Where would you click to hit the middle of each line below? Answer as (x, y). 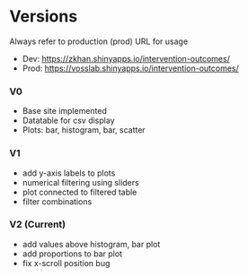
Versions (44, 17)
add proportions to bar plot (72, 254)
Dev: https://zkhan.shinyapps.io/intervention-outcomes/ (126, 58)
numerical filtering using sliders (80, 182)
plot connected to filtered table (80, 192)
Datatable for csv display (68, 121)
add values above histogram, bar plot (91, 244)
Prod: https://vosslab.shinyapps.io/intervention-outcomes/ (131, 68)
